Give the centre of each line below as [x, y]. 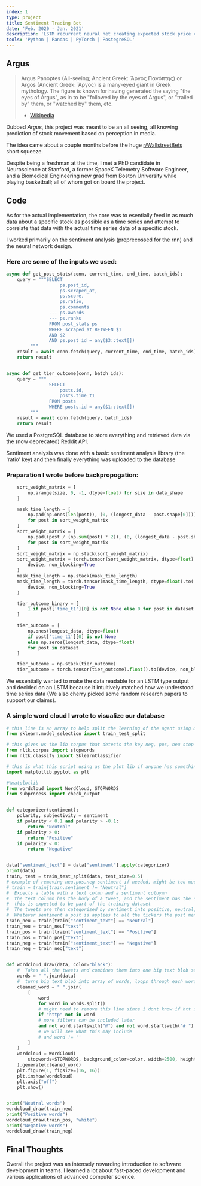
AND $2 [57, 335]
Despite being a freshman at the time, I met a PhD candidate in [83, 163]
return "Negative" [51, 849]
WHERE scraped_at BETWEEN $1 [85, 329]
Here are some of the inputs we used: [62, 261]
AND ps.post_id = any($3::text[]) [92, 341]
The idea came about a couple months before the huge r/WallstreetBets [94, 145]
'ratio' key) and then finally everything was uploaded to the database [91, 459]
